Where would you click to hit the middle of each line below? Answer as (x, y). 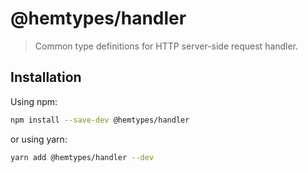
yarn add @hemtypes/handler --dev (82, 157)
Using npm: (34, 101)
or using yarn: (39, 139)
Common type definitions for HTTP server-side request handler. (166, 46)
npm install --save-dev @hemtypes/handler (100, 120)
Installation (46, 77)
